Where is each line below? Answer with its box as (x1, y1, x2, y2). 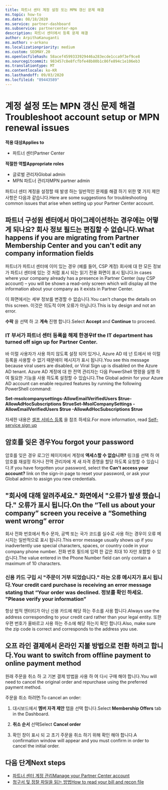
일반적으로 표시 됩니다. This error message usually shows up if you (18, 537, 153, 543)
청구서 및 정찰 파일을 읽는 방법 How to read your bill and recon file (12, 779, 144, 785)
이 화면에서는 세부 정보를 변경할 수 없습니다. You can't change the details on (5, 296, 156, 302)
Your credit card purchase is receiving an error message (12, 581, 151, 588)
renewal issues (5, 122, 70, 133)
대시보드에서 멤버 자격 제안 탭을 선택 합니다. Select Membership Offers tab (12, 705, 161, 711)
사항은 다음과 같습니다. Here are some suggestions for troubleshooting (5, 194, 147, 201)
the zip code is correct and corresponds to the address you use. (5, 625, 138, 632)
